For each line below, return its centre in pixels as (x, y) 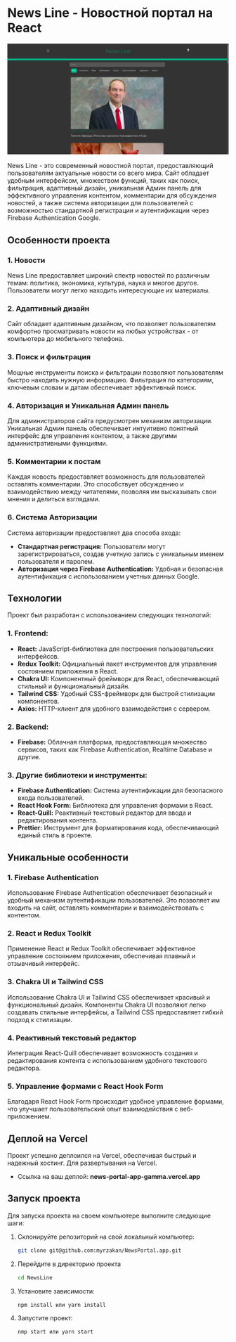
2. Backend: (28, 727)
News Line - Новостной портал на (110, 13)
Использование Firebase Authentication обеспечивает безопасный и (110, 892)
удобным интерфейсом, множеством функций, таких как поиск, (104, 181)
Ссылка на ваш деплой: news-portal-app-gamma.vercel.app (109, 1176)
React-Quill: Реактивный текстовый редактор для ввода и (104, 813)
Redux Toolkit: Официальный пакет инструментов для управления (117, 664)
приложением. (29, 1116)
